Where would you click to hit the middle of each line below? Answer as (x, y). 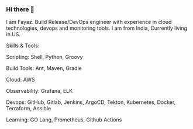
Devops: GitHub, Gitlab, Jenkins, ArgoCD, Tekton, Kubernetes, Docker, (91, 102)
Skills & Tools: (23, 46)
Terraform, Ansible (29, 109)
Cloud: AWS (20, 80)
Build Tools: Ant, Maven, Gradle (44, 68)
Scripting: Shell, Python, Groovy (44, 57)
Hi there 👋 (20, 9)
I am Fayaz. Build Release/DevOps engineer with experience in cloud (89, 22)
